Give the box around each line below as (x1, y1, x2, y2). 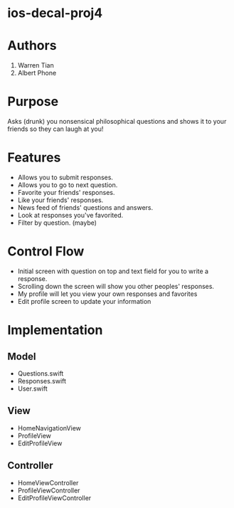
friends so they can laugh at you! (7, 125, 104, 133)
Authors (7, 38, 57, 54)
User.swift (17, 384, 48, 393)
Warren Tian (17, 61, 55, 70)
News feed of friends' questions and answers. (17, 203, 154, 211)
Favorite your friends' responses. (17, 189, 115, 196)
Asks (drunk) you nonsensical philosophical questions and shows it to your (7, 117, 227, 126)
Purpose (7, 94, 59, 110)
